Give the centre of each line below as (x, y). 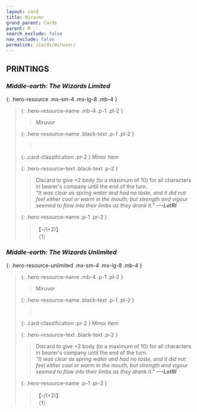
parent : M (19, 28)
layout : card (22, 12)
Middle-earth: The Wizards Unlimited (61, 252)
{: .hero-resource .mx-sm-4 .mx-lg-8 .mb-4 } (62, 99)
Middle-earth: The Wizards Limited (58, 86)
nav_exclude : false (30, 39)
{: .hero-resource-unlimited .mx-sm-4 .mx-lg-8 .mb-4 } (74, 265)
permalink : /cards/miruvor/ (41, 45)
